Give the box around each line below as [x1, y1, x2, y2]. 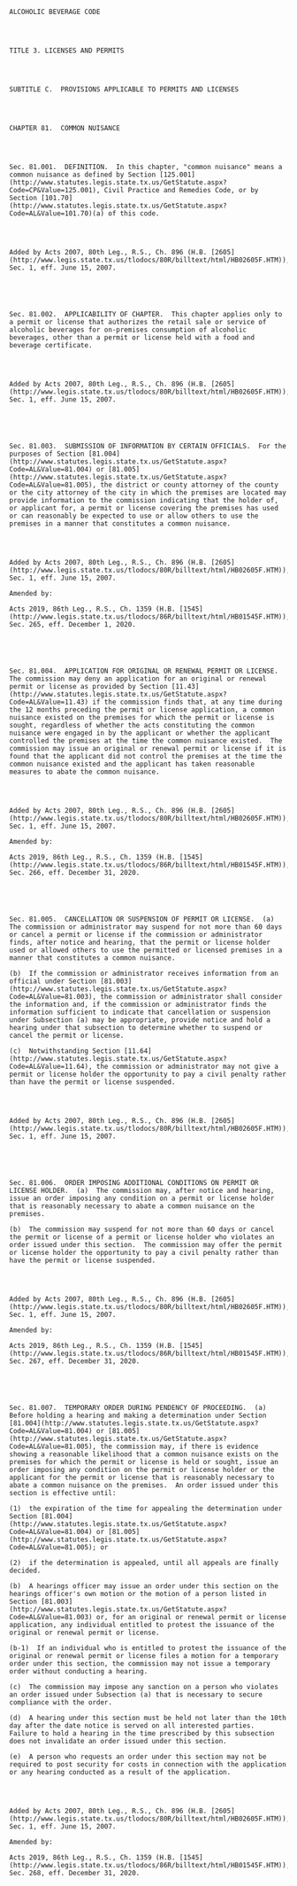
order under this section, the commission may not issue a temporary [9, 1659, 271, 1668]
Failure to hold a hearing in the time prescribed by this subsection [9, 1729, 275, 1738]
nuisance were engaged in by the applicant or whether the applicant [9, 729, 271, 737]
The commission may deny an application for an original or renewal [9, 674, 267, 683]
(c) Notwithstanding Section [9, 1047, 121, 1056]
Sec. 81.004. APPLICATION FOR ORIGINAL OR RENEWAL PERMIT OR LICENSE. [9, 666, 278, 675]
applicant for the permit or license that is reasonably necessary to [9, 1473, 275, 1482]
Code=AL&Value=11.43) [9, 698, 89, 706]
